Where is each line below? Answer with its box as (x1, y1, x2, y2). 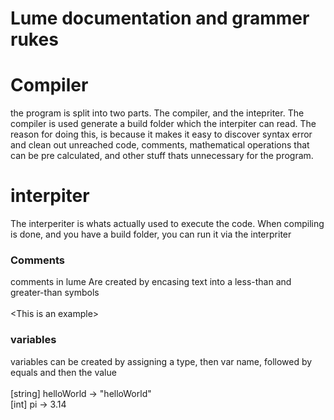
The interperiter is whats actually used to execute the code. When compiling (10, 218, 325, 230)
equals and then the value (10, 366, 117, 378)
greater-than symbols (10, 287, 100, 299)
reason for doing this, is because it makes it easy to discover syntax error (10, 128, 313, 141)
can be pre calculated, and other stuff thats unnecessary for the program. (10, 150, 314, 162)
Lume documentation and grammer (10, 7, 310, 30)
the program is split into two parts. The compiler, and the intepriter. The (10, 107, 305, 119)
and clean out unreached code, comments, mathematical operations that (10, 139, 310, 151)
